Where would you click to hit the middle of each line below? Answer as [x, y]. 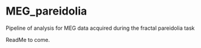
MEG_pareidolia [46, 11]
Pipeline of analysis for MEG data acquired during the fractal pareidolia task [100, 28]
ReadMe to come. [28, 39]
